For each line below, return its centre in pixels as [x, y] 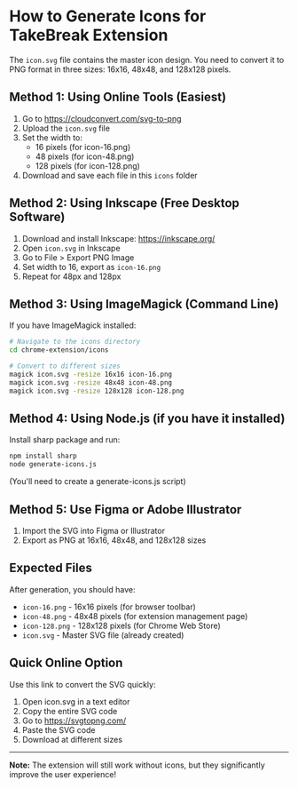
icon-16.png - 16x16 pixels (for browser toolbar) [109, 607]
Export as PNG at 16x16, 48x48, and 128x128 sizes [114, 540]
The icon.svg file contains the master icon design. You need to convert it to [147, 60]
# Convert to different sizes [65, 366]
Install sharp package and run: [65, 440]
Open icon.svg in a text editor [76, 701]
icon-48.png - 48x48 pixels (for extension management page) [135, 616]
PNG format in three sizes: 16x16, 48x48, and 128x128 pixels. [120, 69]
